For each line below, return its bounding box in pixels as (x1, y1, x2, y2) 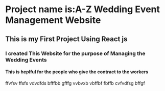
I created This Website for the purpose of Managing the (5, 50, 146, 57)
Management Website (5, 14, 101, 26)
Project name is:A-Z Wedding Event (5, 4, 160, 15)
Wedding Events (5, 56, 47, 63)
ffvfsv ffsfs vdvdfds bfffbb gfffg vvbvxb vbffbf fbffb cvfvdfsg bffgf (5, 80, 146, 86)
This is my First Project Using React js (5, 35, 128, 43)
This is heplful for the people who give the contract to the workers (5, 69, 149, 75)
